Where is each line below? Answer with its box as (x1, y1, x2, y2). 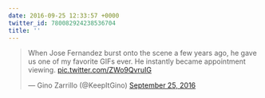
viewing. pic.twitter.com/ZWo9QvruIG (27, 65, 152, 75)
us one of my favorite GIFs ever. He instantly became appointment (27, 57, 246, 66)
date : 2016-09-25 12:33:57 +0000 (8, 11, 120, 20)
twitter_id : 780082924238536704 (8, 19, 116, 27)
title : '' (8, 26, 42, 34)
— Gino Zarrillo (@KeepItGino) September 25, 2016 (27, 80, 196, 90)
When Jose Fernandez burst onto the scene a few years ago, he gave (27, 49, 257, 58)
